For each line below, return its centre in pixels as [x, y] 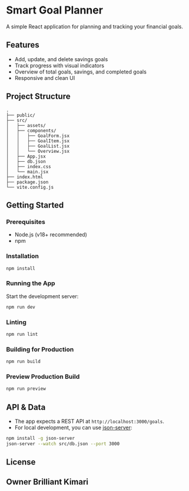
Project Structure [38, 97]
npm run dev [21, 307]
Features [23, 45]
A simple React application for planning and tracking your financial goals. [95, 26]
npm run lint [22, 334]
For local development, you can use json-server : [73, 427]
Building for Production [40, 349]
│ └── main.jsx [27, 172]
